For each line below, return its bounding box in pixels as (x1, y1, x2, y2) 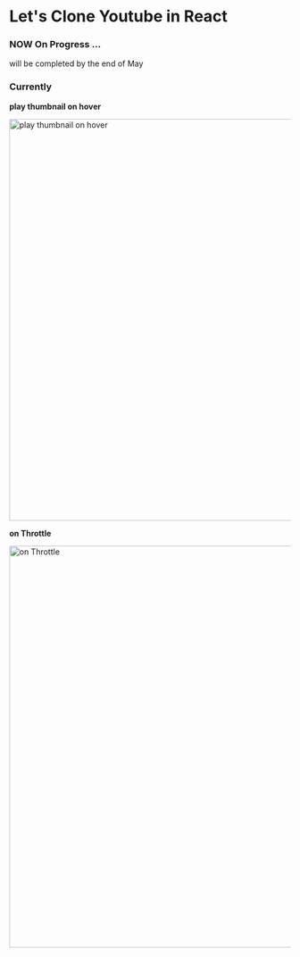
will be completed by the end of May (9, 58, 144, 69)
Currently (9, 80, 52, 93)
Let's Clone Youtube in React (9, 6, 228, 27)
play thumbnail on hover (9, 101, 102, 112)
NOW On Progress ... (9, 38, 102, 51)
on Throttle (9, 528, 52, 538)
